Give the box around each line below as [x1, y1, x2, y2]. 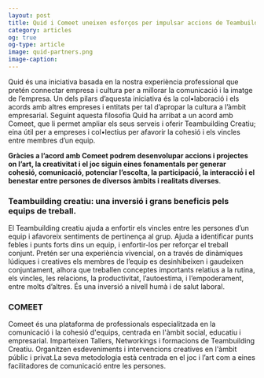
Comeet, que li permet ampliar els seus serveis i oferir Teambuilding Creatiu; [8, 119, 257, 128]
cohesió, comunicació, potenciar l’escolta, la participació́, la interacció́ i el [8, 167, 255, 177]
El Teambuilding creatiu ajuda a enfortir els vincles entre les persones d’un [8, 224, 249, 233]
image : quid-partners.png [8, 48, 93, 56]
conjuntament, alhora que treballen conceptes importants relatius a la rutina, [8, 265, 255, 275]
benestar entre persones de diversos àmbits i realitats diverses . [8, 176, 222, 185]
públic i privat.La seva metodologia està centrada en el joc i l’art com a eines [8, 353, 255, 362]
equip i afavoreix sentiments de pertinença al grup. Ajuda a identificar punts [8, 232, 254, 241]
